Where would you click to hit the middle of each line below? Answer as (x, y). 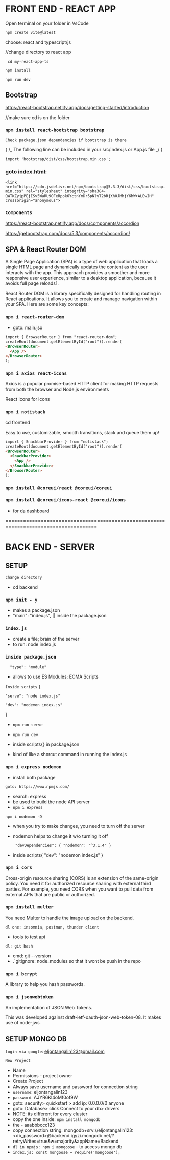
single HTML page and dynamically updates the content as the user (77, 267)
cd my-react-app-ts (28, 61)
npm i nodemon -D (24, 817)
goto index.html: (26, 171)
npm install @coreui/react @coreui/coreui (59, 488)
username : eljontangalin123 (40, 1092)
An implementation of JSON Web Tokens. (49, 1008)
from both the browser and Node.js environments (57, 389)
